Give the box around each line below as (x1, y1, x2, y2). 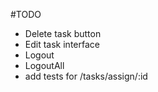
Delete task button (24, 28, 102, 39)
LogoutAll (24, 60, 65, 71)
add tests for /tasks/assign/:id (24, 70, 148, 82)
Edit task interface (24, 39, 100, 50)
